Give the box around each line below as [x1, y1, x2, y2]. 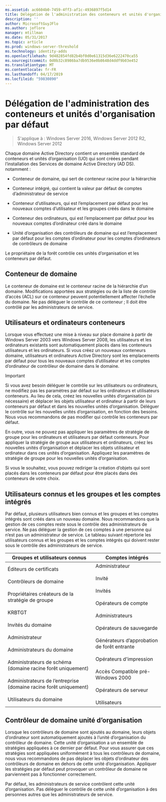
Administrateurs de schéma [7, 659, 72, 666]
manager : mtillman [5, 30, 43, 35]
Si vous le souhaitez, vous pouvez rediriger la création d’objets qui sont [5, 465, 150, 471]
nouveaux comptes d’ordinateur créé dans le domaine [12, 220, 123, 226]
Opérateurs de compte [95, 600, 148, 607]
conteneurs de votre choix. [5, 475, 60, 481]
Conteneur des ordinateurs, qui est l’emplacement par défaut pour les [12, 215, 154, 221]
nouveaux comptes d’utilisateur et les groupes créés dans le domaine [12, 205, 154, 211]
